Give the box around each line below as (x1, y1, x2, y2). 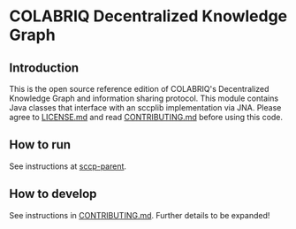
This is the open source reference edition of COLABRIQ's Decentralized (9, 84, 269, 94)
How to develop (9, 187, 97, 202)
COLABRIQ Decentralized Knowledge (9, 6, 288, 27)
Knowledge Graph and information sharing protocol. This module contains (9, 93, 279, 103)
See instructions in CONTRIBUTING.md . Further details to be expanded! (9, 210, 270, 220)
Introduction (9, 60, 80, 75)
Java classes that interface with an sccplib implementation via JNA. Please (9, 103, 282, 112)
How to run (9, 137, 72, 152)
